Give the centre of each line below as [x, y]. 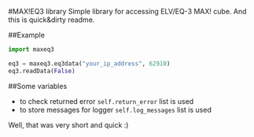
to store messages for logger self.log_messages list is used [116, 109]
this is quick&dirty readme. [52, 20]
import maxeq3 [31, 50]
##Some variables [38, 86]
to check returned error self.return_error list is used [107, 101]
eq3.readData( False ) [42, 71]
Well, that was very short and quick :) [68, 124]
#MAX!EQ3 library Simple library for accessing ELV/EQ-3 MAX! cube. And [127, 11]
